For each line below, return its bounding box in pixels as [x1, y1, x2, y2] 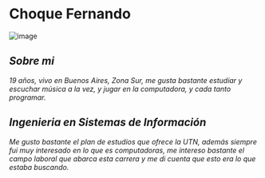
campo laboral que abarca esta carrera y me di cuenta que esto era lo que [9, 153, 256, 164]
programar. [9, 93, 46, 102]
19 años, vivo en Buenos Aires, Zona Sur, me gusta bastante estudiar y [9, 75, 243, 85]
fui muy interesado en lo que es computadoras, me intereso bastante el [9, 145, 245, 155]
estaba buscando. [9, 162, 69, 172]
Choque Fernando [9, 5, 131, 23]
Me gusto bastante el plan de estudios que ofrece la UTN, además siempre [9, 136, 258, 146]
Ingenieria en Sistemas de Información [9, 116, 207, 129]
